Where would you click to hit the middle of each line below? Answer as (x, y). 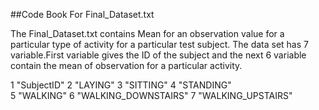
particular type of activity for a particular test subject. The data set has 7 (159, 44)
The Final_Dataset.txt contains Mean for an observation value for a (147, 33)
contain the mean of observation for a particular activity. (126, 65)
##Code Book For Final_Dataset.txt (82, 14)
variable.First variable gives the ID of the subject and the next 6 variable (158, 55)
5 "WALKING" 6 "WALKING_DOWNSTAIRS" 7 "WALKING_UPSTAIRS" (151, 95)
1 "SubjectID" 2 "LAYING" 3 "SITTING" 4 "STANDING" (121, 85)
